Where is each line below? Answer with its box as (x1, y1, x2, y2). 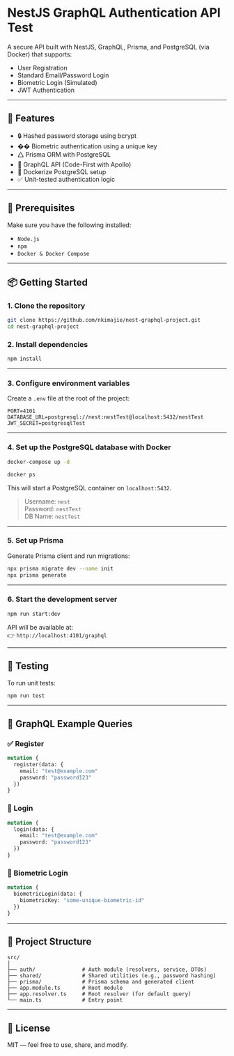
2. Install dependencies (7, 339, 88, 349)
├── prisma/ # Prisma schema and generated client (7, 979, 195, 986)
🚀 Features (7, 113, 55, 125)
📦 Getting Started (7, 277, 88, 288)
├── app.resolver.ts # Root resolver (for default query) (7, 991, 192, 997)
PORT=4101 (7, 407, 36, 415)
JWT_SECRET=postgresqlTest (7, 420, 86, 427)
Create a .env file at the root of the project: (7, 394, 130, 403)
